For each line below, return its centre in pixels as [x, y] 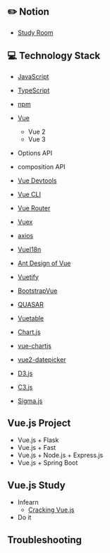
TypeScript [33, 90]
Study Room [35, 32]
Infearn [28, 503]
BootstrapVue [37, 291]
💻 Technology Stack [54, 56]
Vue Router [34, 208]
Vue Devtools [37, 181]
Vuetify [28, 276]
